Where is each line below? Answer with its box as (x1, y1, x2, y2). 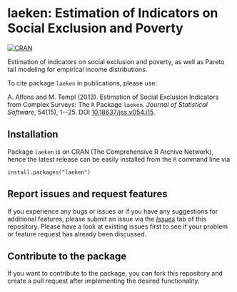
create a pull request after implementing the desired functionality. (7, 276, 200, 286)
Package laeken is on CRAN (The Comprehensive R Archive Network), (7, 147, 214, 156)
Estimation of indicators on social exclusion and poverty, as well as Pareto (7, 57, 225, 66)
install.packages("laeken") (7, 169, 91, 176)
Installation (7, 128, 59, 140)
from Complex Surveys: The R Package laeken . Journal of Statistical (7, 100, 208, 108)
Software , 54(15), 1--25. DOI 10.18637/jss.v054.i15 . (7, 108, 156, 116)
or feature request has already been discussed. (7, 229, 147, 238)
